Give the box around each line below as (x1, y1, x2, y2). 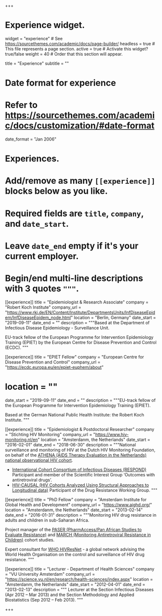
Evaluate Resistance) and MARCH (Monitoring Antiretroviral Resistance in (5, 532, 151, 537)
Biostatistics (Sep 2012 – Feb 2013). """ (5, 597, 83, 602)
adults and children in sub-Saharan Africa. (5, 517, 89, 523)
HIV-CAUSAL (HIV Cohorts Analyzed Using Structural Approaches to (12, 482, 149, 488)
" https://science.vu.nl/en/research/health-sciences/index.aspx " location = (5, 576, 153, 582)
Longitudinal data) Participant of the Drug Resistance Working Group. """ (12, 487, 158, 493)
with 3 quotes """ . (5, 283, 79, 294)
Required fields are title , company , (5, 208, 144, 219)
